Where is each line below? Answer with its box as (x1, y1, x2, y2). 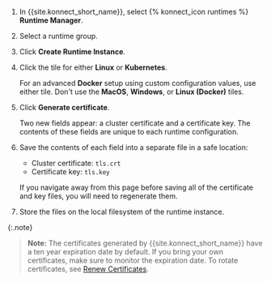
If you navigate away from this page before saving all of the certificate (19, 182, 254, 192)
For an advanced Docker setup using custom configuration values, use (19, 79, 256, 88)
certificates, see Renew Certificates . (27, 264, 149, 274)
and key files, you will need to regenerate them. (19, 191, 179, 201)
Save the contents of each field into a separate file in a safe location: (19, 143, 248, 152)
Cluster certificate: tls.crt (31, 158, 121, 168)
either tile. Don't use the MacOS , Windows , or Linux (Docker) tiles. (19, 87, 244, 96)
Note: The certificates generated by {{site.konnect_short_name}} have (27, 238, 263, 248)
